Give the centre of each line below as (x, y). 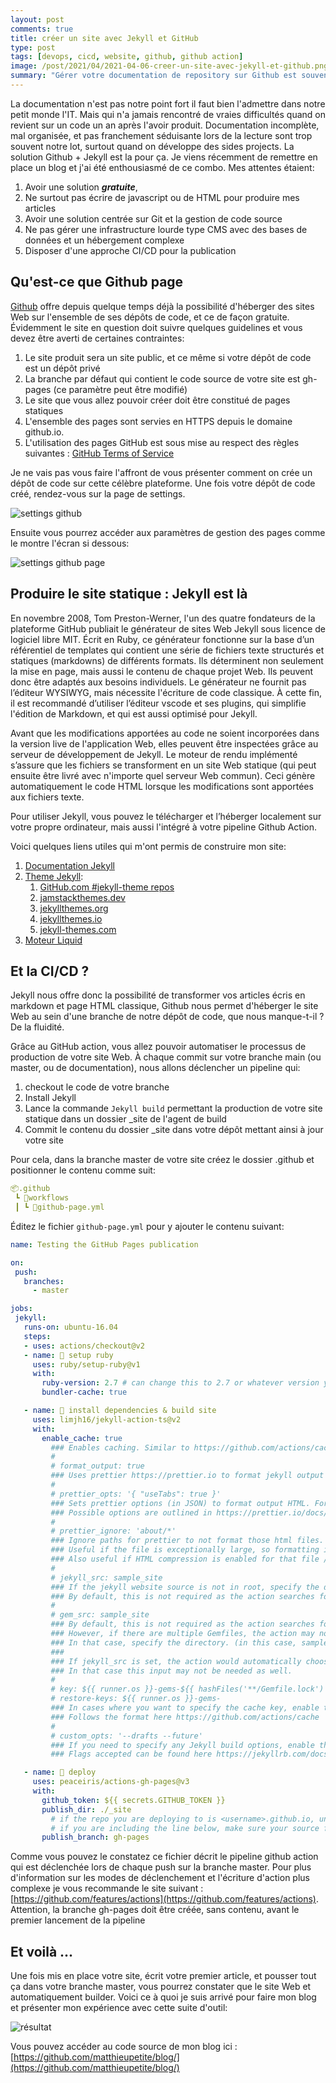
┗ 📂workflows (42, 1198)
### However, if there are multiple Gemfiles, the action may (182, 1634)
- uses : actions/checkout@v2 (84, 1346)
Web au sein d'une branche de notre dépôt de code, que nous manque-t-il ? (167, 1017)
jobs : (21, 1309)
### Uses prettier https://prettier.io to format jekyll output (187, 1476)
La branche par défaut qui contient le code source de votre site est (162, 378)
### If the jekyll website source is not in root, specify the (185, 1587)
